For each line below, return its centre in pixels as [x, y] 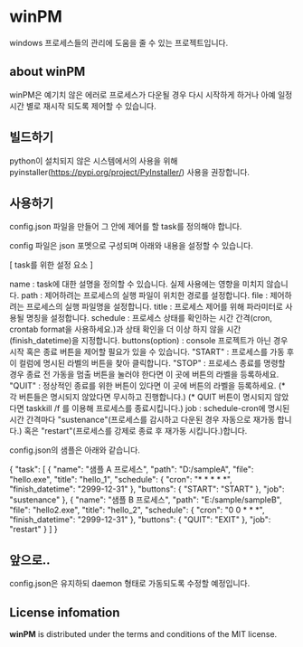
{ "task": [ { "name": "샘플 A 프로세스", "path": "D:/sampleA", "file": [132, 469]
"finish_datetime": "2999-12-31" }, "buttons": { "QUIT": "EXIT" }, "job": [140, 520]
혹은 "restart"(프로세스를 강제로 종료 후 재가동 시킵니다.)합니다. [136, 431]
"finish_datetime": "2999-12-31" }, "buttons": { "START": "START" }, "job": [147, 489]
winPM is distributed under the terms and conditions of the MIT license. [143, 634]
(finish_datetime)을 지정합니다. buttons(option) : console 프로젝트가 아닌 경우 [149, 341]
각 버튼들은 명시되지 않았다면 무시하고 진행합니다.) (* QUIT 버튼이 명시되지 [141, 397]
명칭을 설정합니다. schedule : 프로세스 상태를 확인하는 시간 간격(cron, [149, 318]
